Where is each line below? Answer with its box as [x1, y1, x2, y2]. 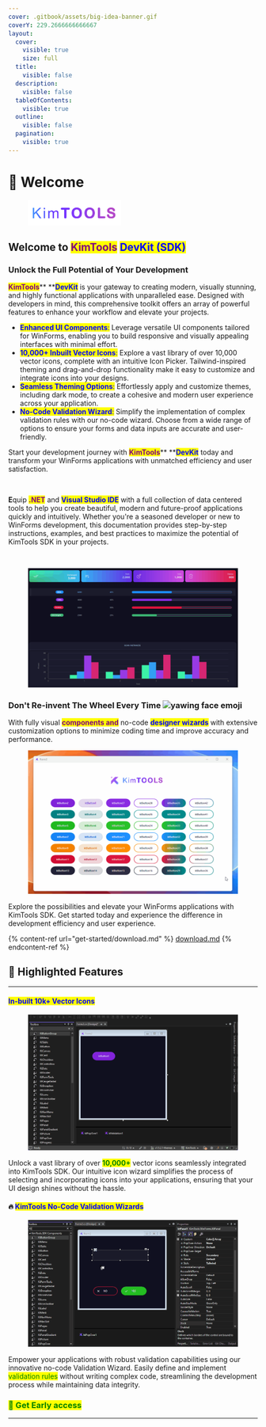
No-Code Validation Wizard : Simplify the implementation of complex [19, 407, 245, 417]
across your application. [19, 398, 99, 408]
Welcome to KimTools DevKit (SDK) [8, 241, 186, 254]
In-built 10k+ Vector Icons [8, 996, 95, 1006]
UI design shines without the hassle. [8, 1184, 127, 1193]
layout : [8, 29, 34, 37]
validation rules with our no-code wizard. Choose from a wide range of [19, 416, 251, 425]
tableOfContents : [15, 96, 73, 105]
